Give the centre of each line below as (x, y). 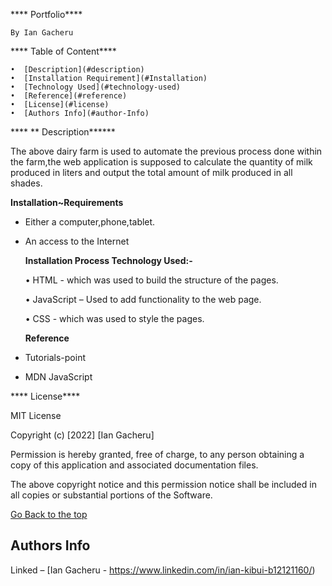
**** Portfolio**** (46, 14)
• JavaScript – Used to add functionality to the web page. (143, 299)
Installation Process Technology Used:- (108, 260)
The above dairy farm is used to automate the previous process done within (166, 151)
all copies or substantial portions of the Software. (111, 495)
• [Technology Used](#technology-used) (96, 87)
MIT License (36, 415)
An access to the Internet (77, 241)
